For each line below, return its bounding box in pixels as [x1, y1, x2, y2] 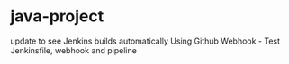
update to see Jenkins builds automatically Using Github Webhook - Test [10, 36, 281, 46]
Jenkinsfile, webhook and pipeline [10, 44, 138, 55]
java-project [10, 6, 104, 27]
